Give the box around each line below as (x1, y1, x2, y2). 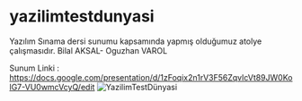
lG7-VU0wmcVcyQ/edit (9, 81, 95, 92)
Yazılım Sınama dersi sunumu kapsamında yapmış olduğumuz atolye (9, 36, 262, 46)
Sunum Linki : (9, 63, 60, 73)
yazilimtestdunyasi (9, 6, 155, 27)
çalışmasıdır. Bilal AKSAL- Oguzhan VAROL (9, 45, 168, 55)
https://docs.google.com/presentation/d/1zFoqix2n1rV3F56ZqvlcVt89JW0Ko (9, 72, 293, 82)
